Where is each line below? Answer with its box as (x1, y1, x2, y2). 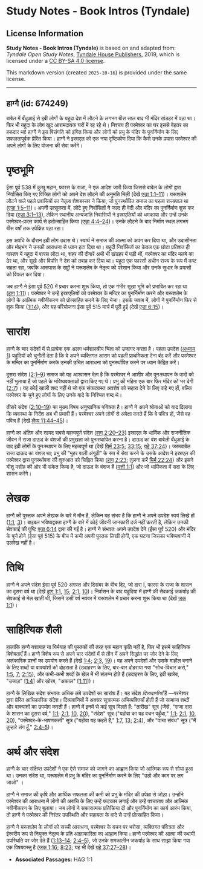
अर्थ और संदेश (6, 745, 59, 758)
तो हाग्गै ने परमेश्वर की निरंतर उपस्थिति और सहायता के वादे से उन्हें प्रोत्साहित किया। (6, 812, 164, 819)
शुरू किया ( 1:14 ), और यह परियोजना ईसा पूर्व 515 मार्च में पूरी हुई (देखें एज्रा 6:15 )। (6, 303, 164, 310)
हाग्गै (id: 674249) (6, 99, 69, 109)
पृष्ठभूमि (6, 163, 34, 177)
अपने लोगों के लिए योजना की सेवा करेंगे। (6, 142, 83, 149)
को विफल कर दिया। (6, 270, 45, 278)
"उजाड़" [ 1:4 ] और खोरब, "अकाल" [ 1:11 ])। (6, 677, 95, 685)
